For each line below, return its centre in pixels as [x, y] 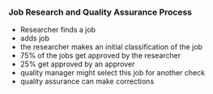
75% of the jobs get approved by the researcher [100, 56]
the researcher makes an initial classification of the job [111, 47]
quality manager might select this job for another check [112, 73]
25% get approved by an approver [77, 64]
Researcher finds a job [58, 30]
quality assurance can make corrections [87, 81]
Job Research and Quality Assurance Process [100, 12]
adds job [35, 38]
